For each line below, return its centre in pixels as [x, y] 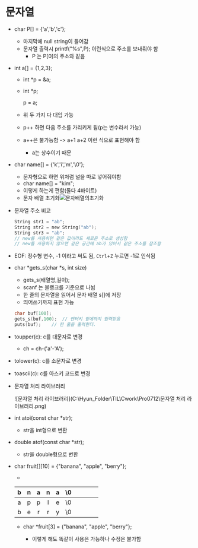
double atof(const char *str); [49, 442]
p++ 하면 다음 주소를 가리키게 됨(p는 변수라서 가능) [82, 127]
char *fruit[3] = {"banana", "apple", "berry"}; [77, 527]
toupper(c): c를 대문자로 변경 [48, 337]
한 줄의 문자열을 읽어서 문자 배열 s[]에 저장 [72, 295]
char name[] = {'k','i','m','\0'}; [49, 164]
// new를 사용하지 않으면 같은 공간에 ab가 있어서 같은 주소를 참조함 [87, 244]
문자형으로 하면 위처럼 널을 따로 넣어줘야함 [72, 176]
